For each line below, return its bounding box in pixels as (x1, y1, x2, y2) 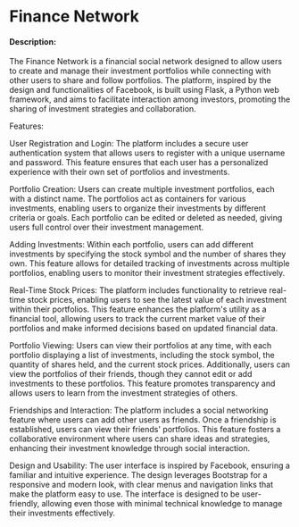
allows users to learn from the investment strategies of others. (9, 388, 238, 398)
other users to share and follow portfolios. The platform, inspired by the (9, 75, 272, 86)
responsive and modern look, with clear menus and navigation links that (9, 480, 274, 490)
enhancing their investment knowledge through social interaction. (9, 443, 251, 454)
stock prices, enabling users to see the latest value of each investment (27, 295, 287, 305)
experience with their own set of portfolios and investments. (9, 167, 230, 178)
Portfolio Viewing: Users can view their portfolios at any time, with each (9, 340, 272, 351)
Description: (9, 36, 56, 46)
